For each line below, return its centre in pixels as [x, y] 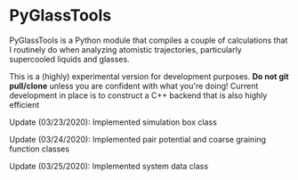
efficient [24, 104]
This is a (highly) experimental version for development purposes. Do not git [149, 76]
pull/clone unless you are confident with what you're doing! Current [134, 86]
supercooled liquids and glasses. [70, 59]
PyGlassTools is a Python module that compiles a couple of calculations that [149, 40]
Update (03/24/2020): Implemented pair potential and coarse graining [138, 139]
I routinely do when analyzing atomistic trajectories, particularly [125, 49]
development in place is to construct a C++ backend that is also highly [138, 95]
